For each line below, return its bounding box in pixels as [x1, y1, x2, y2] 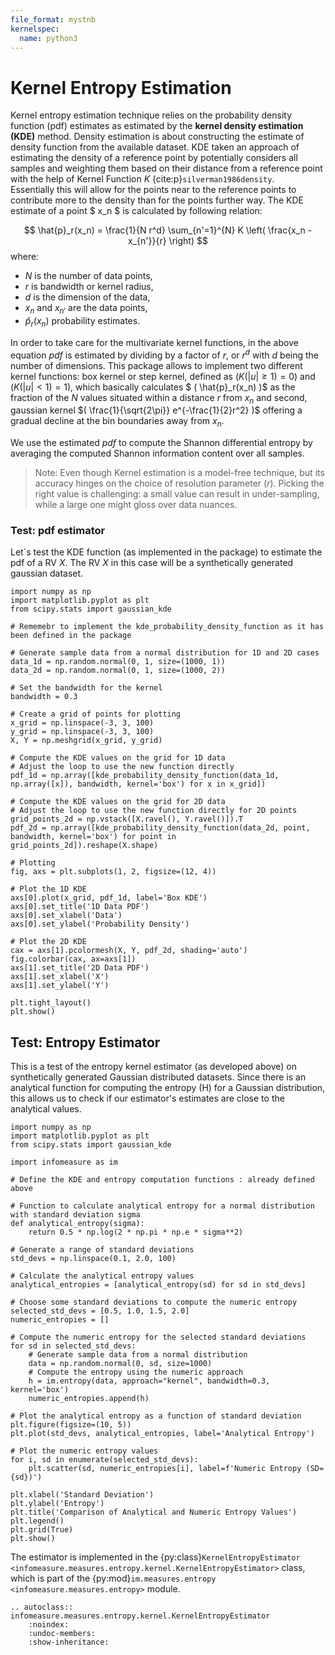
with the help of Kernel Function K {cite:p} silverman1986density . [10, 173, 275, 185]
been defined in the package [10, 631, 132, 641]
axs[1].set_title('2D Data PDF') [10, 963, 150, 973]
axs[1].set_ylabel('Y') [10, 981, 110, 991]
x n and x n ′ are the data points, [24, 302, 148, 316]
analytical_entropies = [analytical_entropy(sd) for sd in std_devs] [10, 1280, 307, 1290]
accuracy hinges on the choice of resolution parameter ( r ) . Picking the [34, 477, 325, 490]
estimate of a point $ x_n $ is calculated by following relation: [10, 205, 263, 217]
